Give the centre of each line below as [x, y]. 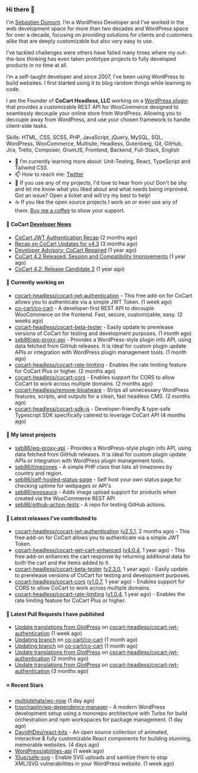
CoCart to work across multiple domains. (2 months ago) [84, 384]
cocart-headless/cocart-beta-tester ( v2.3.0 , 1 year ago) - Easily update [101, 569]
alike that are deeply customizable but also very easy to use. [80, 41]
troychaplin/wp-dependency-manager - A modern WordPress [90, 707]
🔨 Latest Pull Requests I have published [55, 614]
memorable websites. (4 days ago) [57, 745]
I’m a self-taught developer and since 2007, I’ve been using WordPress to [95, 77]
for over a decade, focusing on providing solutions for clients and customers [99, 35]
